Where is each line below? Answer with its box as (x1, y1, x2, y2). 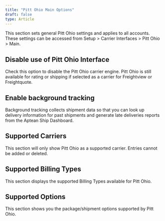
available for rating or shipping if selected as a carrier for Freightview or (5, 74, 153, 80)
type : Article (5, 16, 35, 21)
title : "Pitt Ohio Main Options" (5, 7, 75, 12)
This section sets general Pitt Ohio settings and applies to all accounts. (5, 30, 150, 36)
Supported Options (5, 193, 66, 201)
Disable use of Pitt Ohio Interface (5, 55, 109, 64)
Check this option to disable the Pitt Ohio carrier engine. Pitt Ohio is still (5, 68, 152, 75)
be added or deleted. (5, 150, 48, 156)
